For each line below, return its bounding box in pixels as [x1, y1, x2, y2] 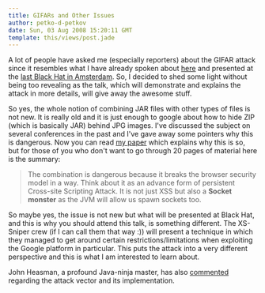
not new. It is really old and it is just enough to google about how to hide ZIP [8, 112, 256, 122]
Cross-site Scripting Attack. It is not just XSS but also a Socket [27, 186, 232, 196]
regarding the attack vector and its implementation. [8, 276, 176, 285]
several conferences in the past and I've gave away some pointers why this [8, 130, 254, 139]
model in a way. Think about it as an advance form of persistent [27, 178, 236, 188]
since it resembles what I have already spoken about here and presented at [8, 64, 253, 73]
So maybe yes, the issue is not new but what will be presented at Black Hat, [8, 210, 255, 220]
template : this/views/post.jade [8, 33, 115, 42]
